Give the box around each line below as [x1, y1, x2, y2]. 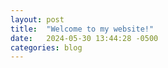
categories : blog [10, 42, 83, 53]
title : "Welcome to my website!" [10, 24, 155, 34]
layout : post [10, 14, 65, 25]
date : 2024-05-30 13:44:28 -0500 [10, 33, 159, 43]
